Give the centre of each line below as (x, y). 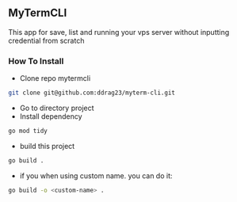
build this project (47, 146)
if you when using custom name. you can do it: (96, 175)
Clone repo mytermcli (55, 78)
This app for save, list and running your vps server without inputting (119, 32)
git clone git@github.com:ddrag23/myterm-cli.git (92, 93)
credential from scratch (46, 40)
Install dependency (51, 116)
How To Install (36, 61)
